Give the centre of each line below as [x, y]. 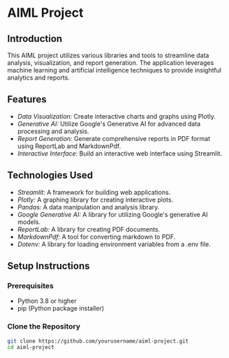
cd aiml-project [31, 348]
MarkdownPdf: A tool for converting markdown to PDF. [96, 237]
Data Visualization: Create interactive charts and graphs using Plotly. [117, 116]
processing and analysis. [53, 131]
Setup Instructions [49, 266]
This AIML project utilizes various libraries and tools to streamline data [108, 55]
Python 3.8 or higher [47, 301]
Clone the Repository [44, 327]
